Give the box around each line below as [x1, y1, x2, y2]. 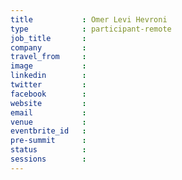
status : [10, 145, 87, 155]
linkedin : [10, 71, 87, 81]
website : [10, 98, 87, 108]
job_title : [10, 33, 87, 43]
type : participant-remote [10, 24, 172, 34]
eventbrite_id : [10, 126, 87, 136]
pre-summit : [10, 136, 87, 146]
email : [10, 107, 87, 118]
